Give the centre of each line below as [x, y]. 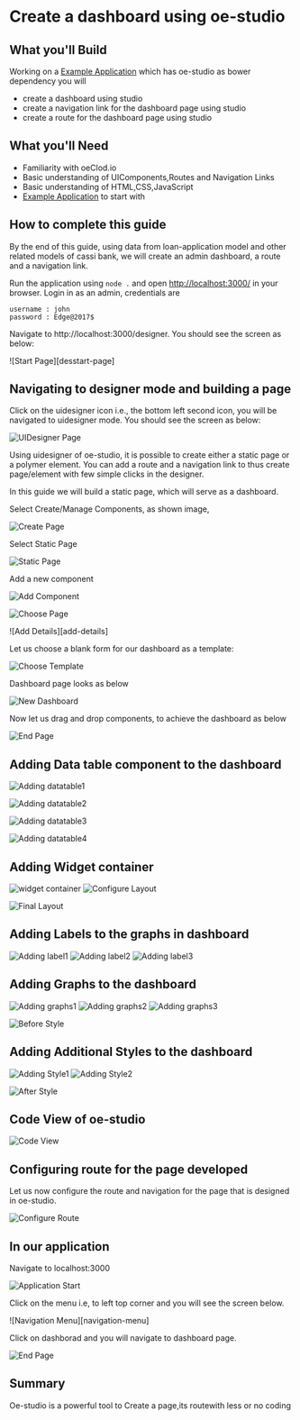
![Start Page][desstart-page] [62, 360]
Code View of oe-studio [77, 1119]
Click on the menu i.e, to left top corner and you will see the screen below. [147, 1303]
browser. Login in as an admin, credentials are [95, 292]
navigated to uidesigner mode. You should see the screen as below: [135, 420]
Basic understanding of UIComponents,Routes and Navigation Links [148, 177]
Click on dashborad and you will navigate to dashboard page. [123, 1338]
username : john [40, 309]
